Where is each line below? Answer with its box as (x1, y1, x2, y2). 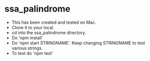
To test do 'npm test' (11, 50, 53, 56)
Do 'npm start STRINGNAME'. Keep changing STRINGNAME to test (11, 40, 145, 46)
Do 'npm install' (11, 35, 43, 41)
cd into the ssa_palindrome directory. (11, 30, 86, 35)
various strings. (11, 45, 43, 51)
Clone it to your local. (11, 24, 54, 30)
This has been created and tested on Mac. (11, 19, 97, 25)
